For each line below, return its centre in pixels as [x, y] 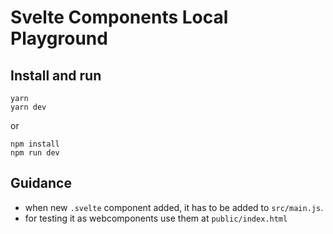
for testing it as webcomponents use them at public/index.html [156, 218]
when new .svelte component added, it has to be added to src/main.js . [174, 207]
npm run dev [35, 153]
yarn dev [28, 107]
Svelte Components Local [119, 17]
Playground [59, 38]
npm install [35, 144]
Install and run [56, 75]
